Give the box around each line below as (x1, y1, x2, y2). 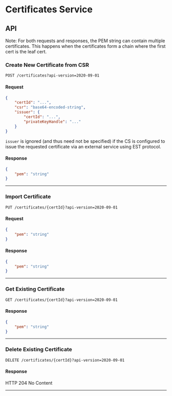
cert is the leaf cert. (5, 49, 47, 54)
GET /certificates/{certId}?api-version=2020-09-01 (5, 297, 118, 303)
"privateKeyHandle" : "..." (24, 119, 81, 124)
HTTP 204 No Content (5, 380, 53, 386)
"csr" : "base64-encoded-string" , (14, 105, 86, 110)
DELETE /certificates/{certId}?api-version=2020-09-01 (5, 357, 125, 363)
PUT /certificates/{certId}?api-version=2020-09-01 (5, 204, 118, 210)
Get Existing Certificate (5, 286, 65, 293)
